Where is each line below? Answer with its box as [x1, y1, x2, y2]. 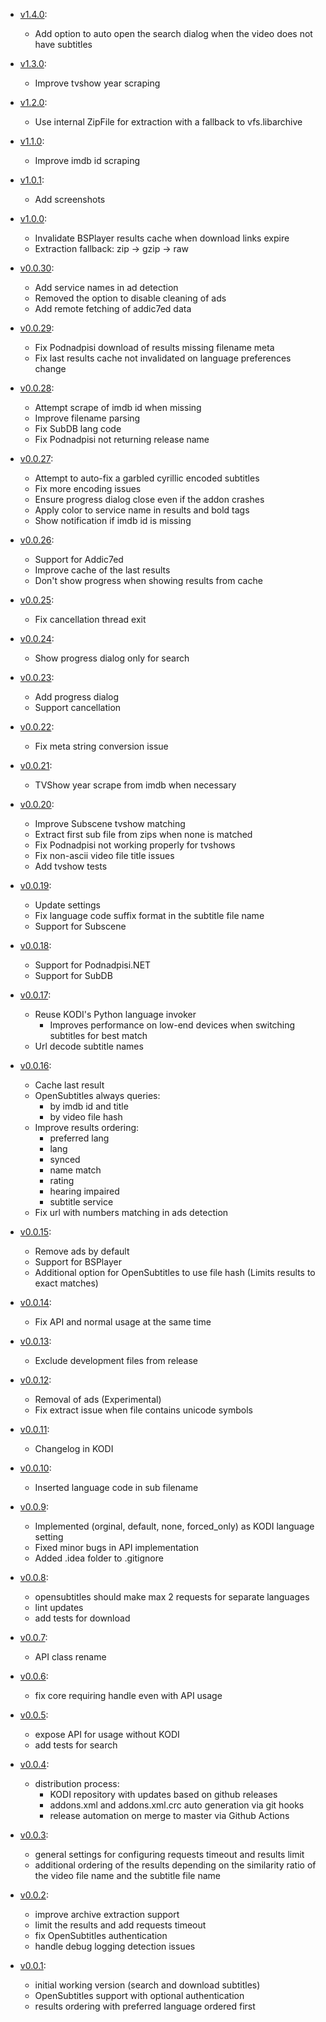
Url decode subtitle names [34, 1040, 144, 1052]
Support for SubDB [34, 970, 113, 981]
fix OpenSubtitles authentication [34, 1930, 168, 1941]
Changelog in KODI [34, 1443, 114, 1454]
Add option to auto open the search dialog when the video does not [34, 28, 313, 39]
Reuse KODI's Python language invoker [34, 1009, 197, 1020]
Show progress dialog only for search [34, 652, 190, 664]
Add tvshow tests [34, 860, 108, 872]
